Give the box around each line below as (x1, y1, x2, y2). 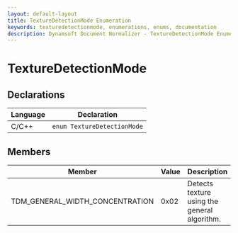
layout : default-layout (7, 10, 78, 18)
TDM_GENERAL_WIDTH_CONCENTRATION (11, 196, 154, 206)
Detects (187, 178, 214, 188)
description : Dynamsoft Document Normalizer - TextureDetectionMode (7, 30, 214, 38)
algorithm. (187, 214, 221, 224)
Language (11, 110, 46, 120)
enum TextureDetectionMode (52, 123, 143, 131)
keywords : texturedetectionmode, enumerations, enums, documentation (7, 23, 217, 30)
